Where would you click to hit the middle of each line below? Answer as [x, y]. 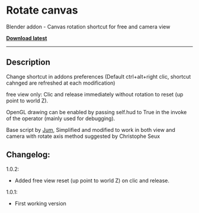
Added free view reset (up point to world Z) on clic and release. [92, 180]
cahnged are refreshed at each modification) [61, 83]
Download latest [27, 38]
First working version [41, 203]
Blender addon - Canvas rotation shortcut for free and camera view [88, 27]
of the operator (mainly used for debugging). [61, 118]
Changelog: [28, 155]
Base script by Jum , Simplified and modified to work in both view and [91, 130]
